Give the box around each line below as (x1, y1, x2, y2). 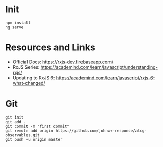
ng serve (5, 24, 24, 30)
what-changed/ (12, 80, 45, 86)
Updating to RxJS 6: (12, 75, 55, 81)
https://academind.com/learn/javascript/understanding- (40, 64, 158, 70)
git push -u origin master (5, 137, 63, 142)
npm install (5, 20, 31, 25)
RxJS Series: (12, 64, 40, 70)
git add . (5, 119, 26, 124)
